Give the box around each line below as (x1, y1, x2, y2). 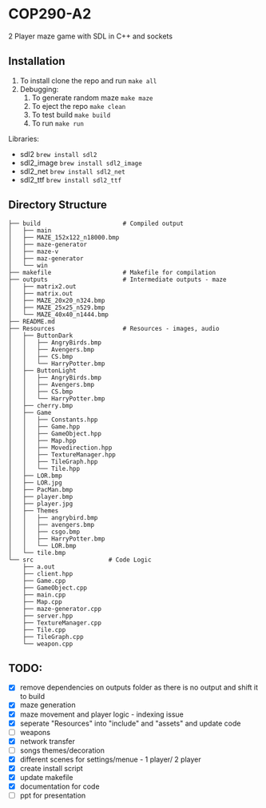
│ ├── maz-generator (8, 254, 84, 263)
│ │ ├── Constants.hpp (8, 416, 98, 424)
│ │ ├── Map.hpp (8, 436, 77, 444)
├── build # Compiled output (8, 219, 184, 227)
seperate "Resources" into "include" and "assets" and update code (19, 718, 241, 728)
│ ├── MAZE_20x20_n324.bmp (8, 296, 105, 304)
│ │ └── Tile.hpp (8, 464, 81, 472)
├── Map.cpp (22, 597, 62, 605)
